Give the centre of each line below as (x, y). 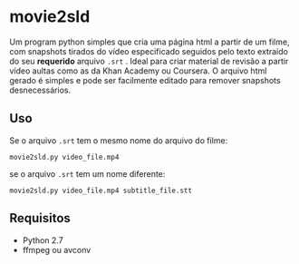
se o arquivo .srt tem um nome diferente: (87, 173)
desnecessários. (40, 90)
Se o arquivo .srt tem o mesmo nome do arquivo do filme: (119, 140)
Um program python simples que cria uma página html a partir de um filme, (149, 42)
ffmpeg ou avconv (57, 249)
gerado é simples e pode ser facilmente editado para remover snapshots (145, 80)
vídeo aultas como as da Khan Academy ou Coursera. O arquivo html (138, 71)
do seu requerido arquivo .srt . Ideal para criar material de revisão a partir (149, 61)
